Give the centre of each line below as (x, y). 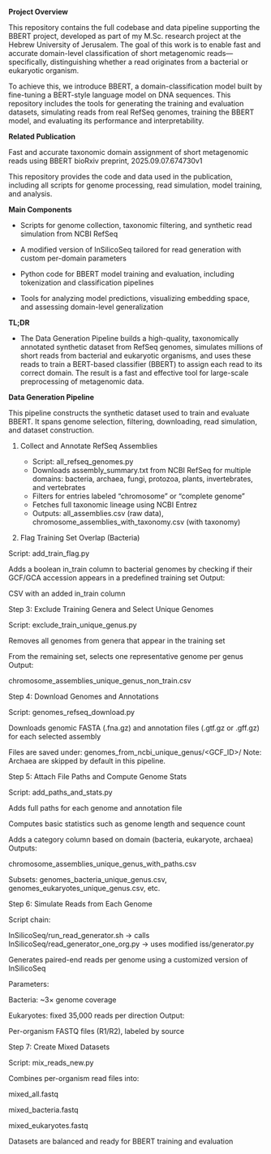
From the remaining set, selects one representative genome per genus (126, 656)
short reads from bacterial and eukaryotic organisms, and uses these (135, 355)
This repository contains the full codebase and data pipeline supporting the (134, 27)
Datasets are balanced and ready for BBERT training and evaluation (121, 1141)
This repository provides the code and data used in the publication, (120, 177)
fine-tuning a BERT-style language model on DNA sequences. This (120, 95)
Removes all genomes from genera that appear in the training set (117, 641)
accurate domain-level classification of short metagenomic (107, 53)
